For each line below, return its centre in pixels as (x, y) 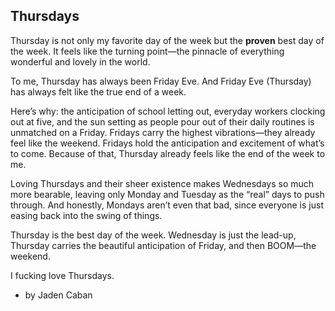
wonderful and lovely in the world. (80, 61)
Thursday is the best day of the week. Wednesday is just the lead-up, (153, 235)
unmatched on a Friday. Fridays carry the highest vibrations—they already (163, 132)
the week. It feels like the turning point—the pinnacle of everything (147, 51)
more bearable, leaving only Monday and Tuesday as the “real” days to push (167, 194)
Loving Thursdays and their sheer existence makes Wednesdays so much (162, 183)
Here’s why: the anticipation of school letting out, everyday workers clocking (168, 111)
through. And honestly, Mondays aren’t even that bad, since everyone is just (167, 205)
